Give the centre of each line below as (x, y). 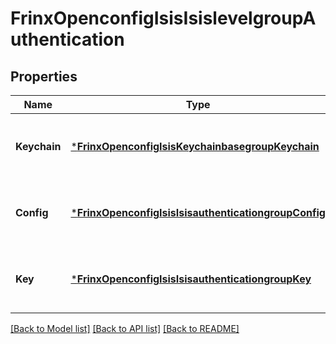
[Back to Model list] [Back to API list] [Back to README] (125, 328)
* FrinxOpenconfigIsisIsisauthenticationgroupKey (191, 279)
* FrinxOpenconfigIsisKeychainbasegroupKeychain (195, 146)
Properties (44, 76)
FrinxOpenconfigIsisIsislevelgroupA (163, 18)
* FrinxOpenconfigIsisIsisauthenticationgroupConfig (198, 212)
